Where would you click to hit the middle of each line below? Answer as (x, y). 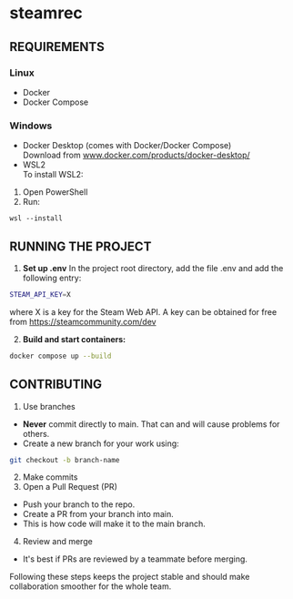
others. (36, 433)
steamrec (46, 13)
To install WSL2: (53, 175)
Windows (31, 126)
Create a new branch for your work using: (101, 443)
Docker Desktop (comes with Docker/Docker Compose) (127, 146)
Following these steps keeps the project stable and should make (130, 577)
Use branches (49, 406)
